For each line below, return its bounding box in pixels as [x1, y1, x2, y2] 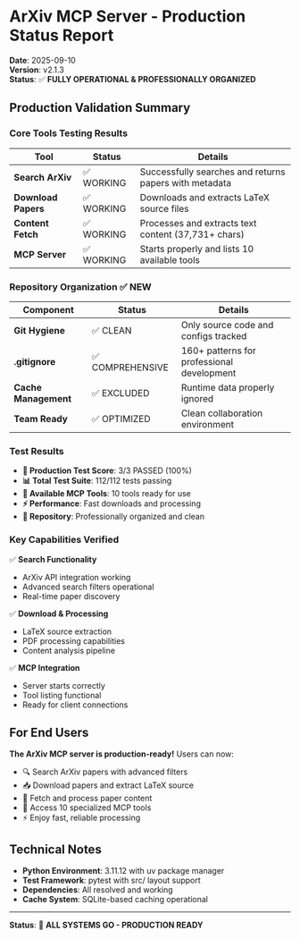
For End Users [9, 724, 89, 740]
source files [139, 202, 189, 215]
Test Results [9, 444, 64, 457]
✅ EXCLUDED [91, 386, 150, 399]
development [180, 367, 237, 379]
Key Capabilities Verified [9, 534, 119, 546]
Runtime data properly [180, 381, 275, 393]
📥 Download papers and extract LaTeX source [21, 780, 195, 791]
